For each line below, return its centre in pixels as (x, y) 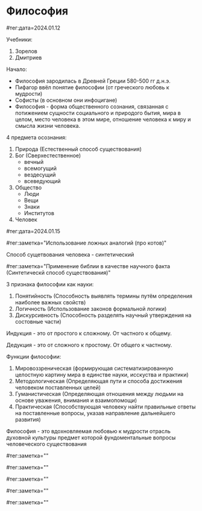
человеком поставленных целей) (58, 387)
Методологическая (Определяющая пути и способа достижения (99, 381)
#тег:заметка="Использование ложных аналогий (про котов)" (87, 243)
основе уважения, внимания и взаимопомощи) (76, 400)
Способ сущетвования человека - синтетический (70, 254)
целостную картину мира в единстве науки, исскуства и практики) (102, 374)
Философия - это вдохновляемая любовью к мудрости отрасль (88, 431)
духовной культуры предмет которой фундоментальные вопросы (91, 437)
